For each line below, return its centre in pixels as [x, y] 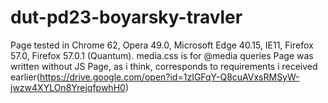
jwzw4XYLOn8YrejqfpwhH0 [68, 87]
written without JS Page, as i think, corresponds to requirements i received [164, 66]
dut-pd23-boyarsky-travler [126, 17]
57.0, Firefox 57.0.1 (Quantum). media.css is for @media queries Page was [162, 55]
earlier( [25, 77]
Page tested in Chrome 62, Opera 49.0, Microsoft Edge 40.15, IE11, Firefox [162, 45]
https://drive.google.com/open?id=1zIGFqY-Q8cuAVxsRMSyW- [169, 77]
